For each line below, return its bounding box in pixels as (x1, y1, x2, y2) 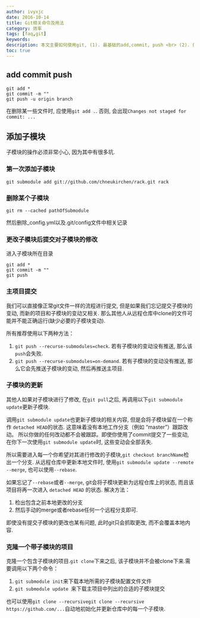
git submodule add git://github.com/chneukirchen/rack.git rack (6, 179, 169, 185)
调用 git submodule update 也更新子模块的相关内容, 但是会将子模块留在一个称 (6, 416, 193, 423)
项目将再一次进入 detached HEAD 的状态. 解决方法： (6, 486, 130, 493)
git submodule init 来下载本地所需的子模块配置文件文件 (14, 577, 152, 585)
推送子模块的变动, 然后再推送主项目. (35, 365, 124, 372)
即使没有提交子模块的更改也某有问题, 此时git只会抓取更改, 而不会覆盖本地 (6, 519, 186, 526)
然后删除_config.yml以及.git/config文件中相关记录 (6, 219, 128, 226)
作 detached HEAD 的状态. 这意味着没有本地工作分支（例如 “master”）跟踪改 (6, 423, 189, 431)
